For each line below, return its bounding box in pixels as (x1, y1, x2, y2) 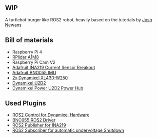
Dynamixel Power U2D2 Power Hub (12, 85, 84, 91)
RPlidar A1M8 (12, 54, 39, 60)
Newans (5, 22, 22, 28)
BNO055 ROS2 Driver (12, 117, 56, 123)
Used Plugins (5, 99, 46, 107)
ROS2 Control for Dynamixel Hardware (12, 112, 90, 118)
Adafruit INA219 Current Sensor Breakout (12, 64, 95, 70)
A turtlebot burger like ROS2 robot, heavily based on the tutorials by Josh (5, 17, 152, 22)
